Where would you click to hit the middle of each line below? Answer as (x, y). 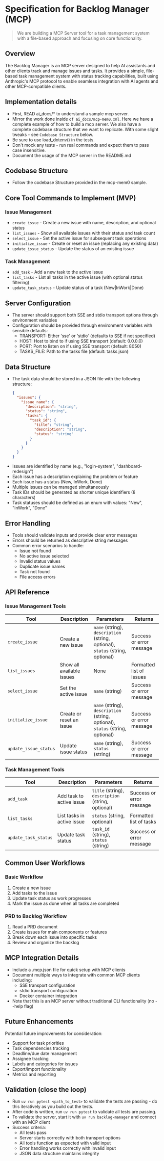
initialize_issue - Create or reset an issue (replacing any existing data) (85, 243)
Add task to (71, 796)
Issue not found (35, 551)
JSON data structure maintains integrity (59, 1154)
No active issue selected (44, 556)
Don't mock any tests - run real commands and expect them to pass (81, 145)
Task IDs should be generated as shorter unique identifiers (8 (74, 492)
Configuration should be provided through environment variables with (82, 325)
